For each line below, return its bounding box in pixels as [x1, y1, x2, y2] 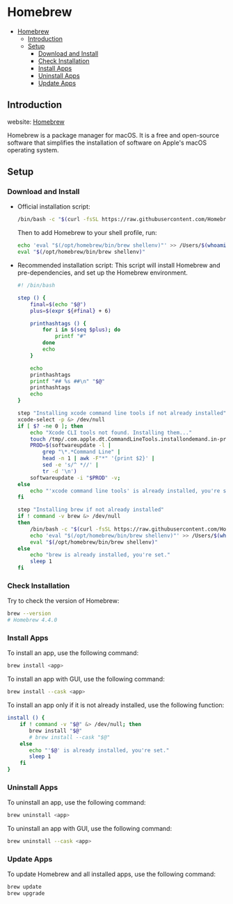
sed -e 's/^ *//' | [42, 462, 99, 469]
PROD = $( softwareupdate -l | [30, 442, 111, 449]
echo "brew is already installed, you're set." [30, 551, 170, 558]
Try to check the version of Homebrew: [7, 597, 120, 605]
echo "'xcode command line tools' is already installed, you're [30, 487, 220, 494]
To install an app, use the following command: [7, 649, 139, 657]
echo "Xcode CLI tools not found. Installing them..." [30, 429, 193, 436]
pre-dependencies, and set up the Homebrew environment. [17, 268, 188, 277]
